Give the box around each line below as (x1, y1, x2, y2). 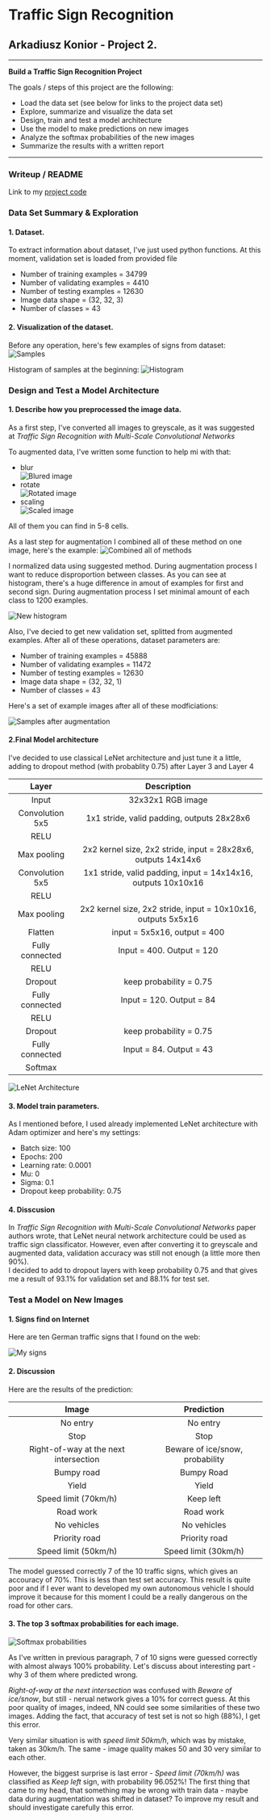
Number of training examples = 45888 (19, 650, 148, 660)
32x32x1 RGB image (128, 794, 208, 805)
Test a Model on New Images (8, 1294, 123, 1305)
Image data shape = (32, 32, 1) (19, 676, 123, 686)
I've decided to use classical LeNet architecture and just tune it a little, (8, 753, 242, 763)
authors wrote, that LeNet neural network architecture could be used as (8, 1231, 247, 1241)
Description (144, 780, 191, 792)
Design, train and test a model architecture (19, 116, 162, 124)
